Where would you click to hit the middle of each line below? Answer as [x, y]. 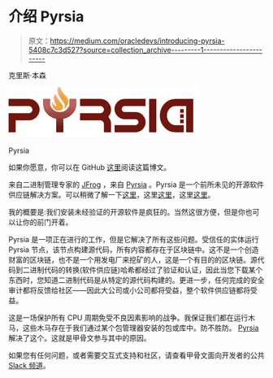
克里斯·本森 [28, 75]
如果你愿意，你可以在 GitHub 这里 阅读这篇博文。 [90, 167]
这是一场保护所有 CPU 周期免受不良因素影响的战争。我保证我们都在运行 [128, 317]
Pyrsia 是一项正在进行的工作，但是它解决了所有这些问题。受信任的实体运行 [134, 239]
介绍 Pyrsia [46, 17]
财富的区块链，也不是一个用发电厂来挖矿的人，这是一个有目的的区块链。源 [133, 259]
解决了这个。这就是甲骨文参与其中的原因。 [80, 337]
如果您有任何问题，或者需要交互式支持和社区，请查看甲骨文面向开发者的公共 [136, 355]
